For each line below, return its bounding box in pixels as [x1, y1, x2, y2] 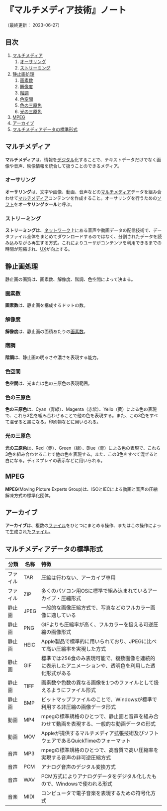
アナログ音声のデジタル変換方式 [41, 764, 116, 771]
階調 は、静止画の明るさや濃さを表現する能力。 [5, 354, 101, 360]
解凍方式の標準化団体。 [5, 492, 53, 498]
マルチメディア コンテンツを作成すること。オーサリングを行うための [18, 195, 158, 201]
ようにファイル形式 [51, 687, 96, 694]
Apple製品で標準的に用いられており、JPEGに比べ [41, 638, 157, 645]
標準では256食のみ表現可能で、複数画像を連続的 [41, 655, 156, 662]
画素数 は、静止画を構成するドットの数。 [5, 302, 88, 308]
